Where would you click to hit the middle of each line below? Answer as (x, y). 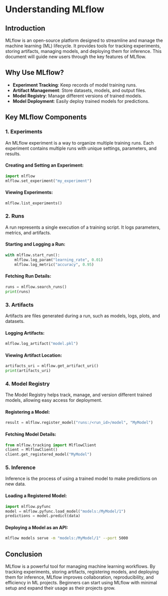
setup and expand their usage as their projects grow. (60, 588)
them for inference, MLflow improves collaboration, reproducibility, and (79, 577)
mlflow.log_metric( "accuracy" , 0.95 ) (54, 264)
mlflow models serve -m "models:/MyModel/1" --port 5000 (67, 538)
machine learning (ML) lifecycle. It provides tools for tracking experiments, (83, 46)
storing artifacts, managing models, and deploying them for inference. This (83, 51)
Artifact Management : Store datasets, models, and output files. (79, 90)
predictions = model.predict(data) (43, 516)
